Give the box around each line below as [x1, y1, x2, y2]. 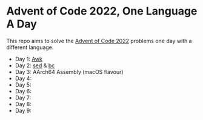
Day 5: [15, 81, 32, 88]
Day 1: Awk [15, 55, 42, 62]
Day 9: [15, 107, 32, 114]
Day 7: [15, 94, 32, 101]
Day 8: [15, 100, 32, 107]
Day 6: [15, 87, 32, 95]
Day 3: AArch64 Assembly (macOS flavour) [15, 68, 124, 75]
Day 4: [15, 75, 32, 82]
